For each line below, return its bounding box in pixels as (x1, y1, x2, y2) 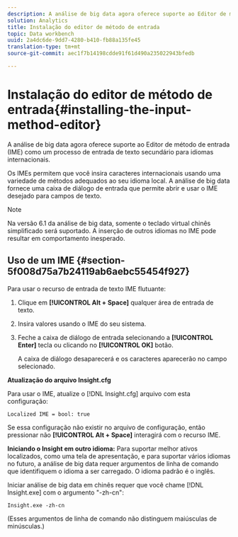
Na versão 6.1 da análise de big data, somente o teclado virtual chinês (7, 219, 211, 227)
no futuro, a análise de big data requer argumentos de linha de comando (7, 459, 219, 468)
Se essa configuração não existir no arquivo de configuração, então (7, 423, 205, 431)
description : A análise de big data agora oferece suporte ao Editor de (7, 10, 227, 18)
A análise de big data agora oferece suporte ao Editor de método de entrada (7, 140, 230, 149)
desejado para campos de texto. (7, 191, 102, 200)
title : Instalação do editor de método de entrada (7, 23, 160, 30)
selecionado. (17, 362, 55, 371)
